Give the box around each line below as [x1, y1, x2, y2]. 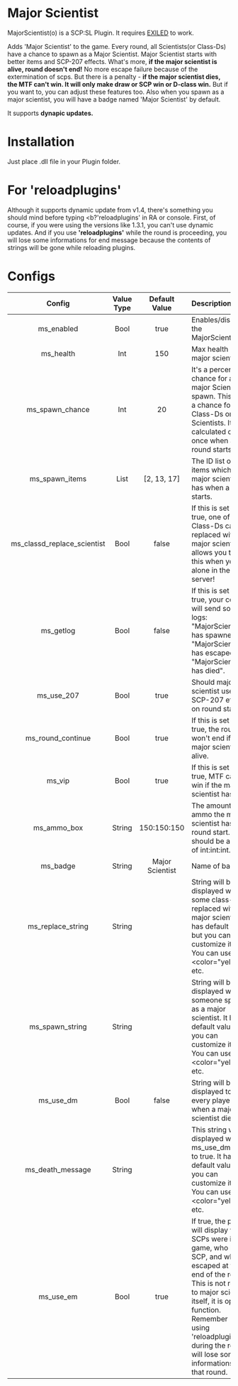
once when [191, 435, 229, 445]
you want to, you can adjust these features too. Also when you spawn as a [7, 87, 225, 96]
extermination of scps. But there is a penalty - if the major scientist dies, [7, 72, 221, 81]
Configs [7, 269, 55, 284]
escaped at [191, 1260, 229, 1270]
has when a [191, 482, 230, 492]
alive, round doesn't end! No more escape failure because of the [7, 65, 198, 73]
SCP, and [191, 1252, 222, 1262]
